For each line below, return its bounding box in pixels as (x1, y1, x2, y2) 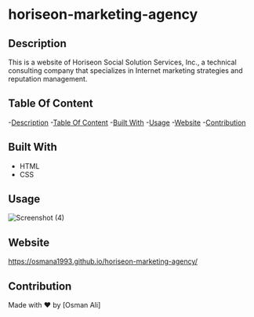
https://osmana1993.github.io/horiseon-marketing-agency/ (8, 257, 198, 266)
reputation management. (8, 75, 88, 83)
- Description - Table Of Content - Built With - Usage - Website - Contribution (8, 118, 246, 127)
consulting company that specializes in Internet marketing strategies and (8, 66, 243, 75)
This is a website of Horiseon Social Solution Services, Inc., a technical (8, 57, 237, 67)
